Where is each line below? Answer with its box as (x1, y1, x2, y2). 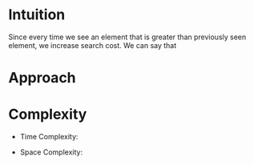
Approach (8, 69, 76, 87)
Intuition (8, 6, 66, 24)
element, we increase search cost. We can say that (8, 40, 177, 50)
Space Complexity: (19, 147, 83, 157)
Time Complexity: (19, 132, 79, 142)
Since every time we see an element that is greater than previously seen (8, 32, 247, 42)
